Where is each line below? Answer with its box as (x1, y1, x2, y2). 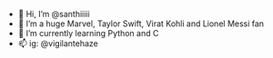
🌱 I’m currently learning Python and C (17, 28, 159, 38)
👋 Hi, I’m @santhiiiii (17, 9, 90, 19)
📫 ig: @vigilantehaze (17, 38, 98, 49)
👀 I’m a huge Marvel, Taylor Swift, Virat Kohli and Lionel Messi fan (17, 18, 265, 29)
